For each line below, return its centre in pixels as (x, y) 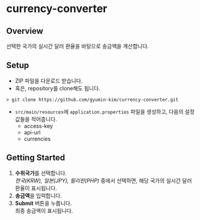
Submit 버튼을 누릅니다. (43, 203)
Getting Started (36, 158)
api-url (32, 132)
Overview (25, 31)
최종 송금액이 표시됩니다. (44, 210)
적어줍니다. (44, 119)
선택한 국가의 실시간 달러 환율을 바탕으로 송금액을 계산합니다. (77, 46)
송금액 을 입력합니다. (38, 195)
